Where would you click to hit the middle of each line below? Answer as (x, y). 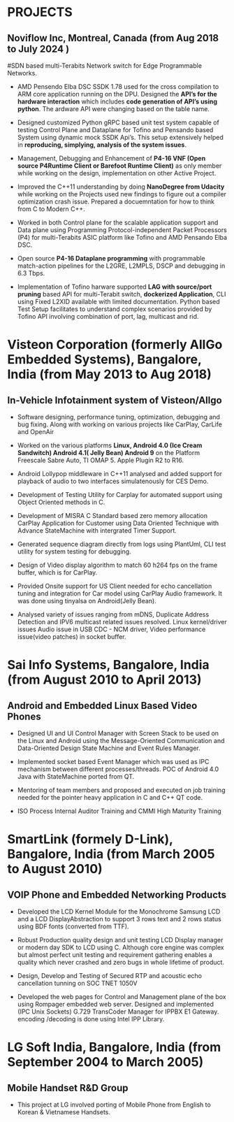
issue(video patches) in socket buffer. (72, 636)
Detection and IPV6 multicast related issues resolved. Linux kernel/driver (122, 622)
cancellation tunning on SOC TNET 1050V (77, 983)
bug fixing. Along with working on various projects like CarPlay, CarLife (119, 424)
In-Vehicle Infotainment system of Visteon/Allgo (115, 400)
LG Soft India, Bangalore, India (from (114, 1048)
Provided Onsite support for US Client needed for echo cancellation (115, 586)
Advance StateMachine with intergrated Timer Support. (97, 531)
